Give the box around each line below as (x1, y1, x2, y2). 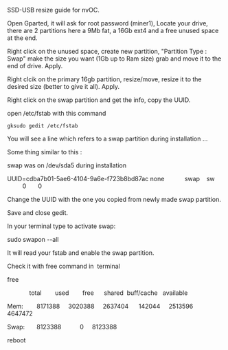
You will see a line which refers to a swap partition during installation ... (7, 134, 208, 143)
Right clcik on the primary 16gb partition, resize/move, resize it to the (7, 75, 202, 83)
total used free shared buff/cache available (29, 289, 188, 297)
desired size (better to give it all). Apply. (7, 83, 120, 90)
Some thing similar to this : (7, 148, 82, 156)
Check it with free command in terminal (7, 262, 120, 270)
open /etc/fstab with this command (7, 110, 106, 117)
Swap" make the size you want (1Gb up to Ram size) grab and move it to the (7, 54, 222, 63)
